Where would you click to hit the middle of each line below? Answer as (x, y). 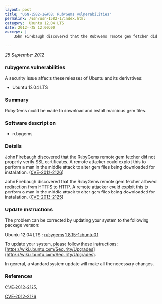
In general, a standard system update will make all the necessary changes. (80, 264)
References (19, 276)
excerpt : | (16, 32)
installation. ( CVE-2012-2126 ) (34, 172)
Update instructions (29, 209)
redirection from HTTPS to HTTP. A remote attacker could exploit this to (77, 187)
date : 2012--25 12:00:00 (30, 28)
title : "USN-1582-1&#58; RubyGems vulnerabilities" (58, 14)
